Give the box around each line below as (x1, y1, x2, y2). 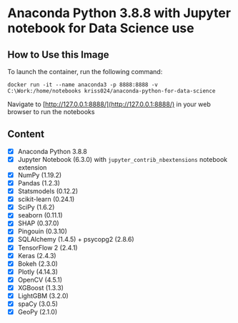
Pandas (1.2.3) (17, 179, 61, 187)
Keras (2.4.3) (17, 251, 56, 260)
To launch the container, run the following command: (7, 68, 163, 76)
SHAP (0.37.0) (17, 219, 59, 227)
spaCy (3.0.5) (17, 299, 59, 308)
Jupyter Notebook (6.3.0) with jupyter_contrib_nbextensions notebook (17, 155, 227, 163)
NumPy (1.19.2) (17, 170, 62, 179)
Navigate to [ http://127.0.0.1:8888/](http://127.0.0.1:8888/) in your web (7, 100, 211, 108)
